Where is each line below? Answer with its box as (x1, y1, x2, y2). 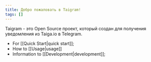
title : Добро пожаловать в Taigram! (5, 7, 81, 12)
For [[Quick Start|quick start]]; (12, 40, 75, 46)
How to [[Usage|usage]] (12, 46, 62, 52)
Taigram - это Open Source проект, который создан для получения (5, 25, 147, 31)
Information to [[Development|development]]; (12, 51, 106, 57)
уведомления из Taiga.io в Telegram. (5, 31, 83, 37)
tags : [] (5, 12, 23, 17)
